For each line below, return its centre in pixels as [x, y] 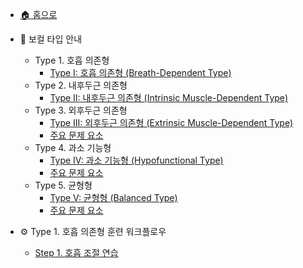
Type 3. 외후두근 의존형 [81, 110]
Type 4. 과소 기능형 [73, 147]
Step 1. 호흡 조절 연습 [76, 252]
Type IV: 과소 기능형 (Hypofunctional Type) [136, 160]
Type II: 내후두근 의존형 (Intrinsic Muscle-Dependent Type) [169, 97]
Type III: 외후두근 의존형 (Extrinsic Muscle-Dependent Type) [171, 122]
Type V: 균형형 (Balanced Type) [113, 197]
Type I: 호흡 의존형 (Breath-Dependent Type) [140, 72]
